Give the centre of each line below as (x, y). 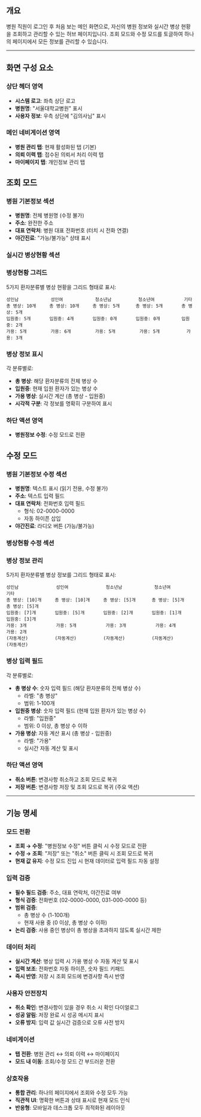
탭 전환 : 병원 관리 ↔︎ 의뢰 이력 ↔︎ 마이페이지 (67, 1054)
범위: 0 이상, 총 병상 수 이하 (56, 725)
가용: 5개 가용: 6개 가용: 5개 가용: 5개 (83, 331)
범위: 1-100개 (39, 703)
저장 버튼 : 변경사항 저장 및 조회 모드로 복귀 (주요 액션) (77, 787)
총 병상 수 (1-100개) (47, 915)
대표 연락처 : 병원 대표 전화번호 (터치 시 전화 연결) (71, 231)
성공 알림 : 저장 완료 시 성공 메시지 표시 (59, 1015)
